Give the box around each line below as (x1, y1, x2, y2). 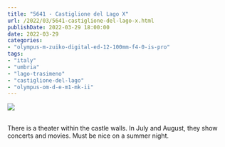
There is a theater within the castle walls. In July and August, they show (7, 124, 218, 133)
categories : (7, 37, 43, 44)
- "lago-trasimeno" (7, 70, 66, 77)
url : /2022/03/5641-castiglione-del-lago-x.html (7, 17, 155, 24)
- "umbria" (7, 64, 40, 71)
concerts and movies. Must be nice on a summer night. (7, 131, 169, 140)
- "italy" (7, 57, 37, 64)
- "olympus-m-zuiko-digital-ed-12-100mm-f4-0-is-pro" (7, 44, 171, 51)
